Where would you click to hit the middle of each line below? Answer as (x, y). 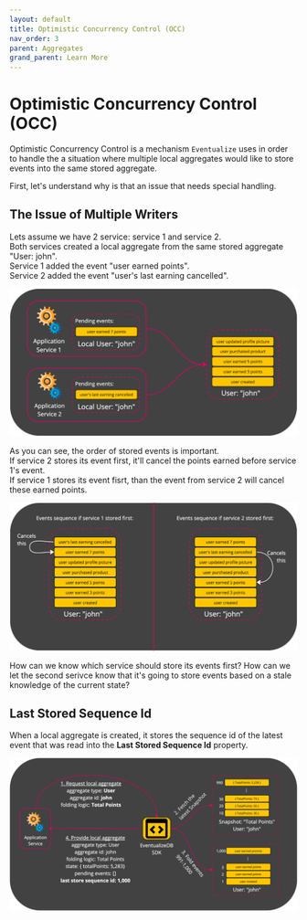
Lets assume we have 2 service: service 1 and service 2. (116, 237)
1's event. (27, 471)
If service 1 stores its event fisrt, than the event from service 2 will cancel (147, 481)
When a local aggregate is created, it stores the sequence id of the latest (146, 735)
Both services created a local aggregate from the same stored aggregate (147, 246)
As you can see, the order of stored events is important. (114, 451)
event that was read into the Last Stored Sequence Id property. (129, 746)
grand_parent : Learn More (58, 58)
